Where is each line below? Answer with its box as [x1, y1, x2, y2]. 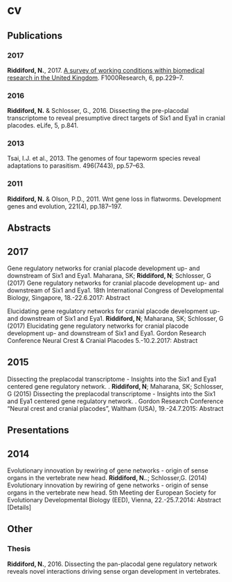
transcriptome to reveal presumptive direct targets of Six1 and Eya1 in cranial [7, 114, 226, 123]
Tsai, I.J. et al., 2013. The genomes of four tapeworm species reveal [7, 155, 201, 163]
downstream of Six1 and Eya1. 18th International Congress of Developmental [7, 286, 224, 294]
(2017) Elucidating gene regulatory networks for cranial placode [7, 321, 189, 330]
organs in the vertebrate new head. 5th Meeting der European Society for [7, 488, 217, 497]
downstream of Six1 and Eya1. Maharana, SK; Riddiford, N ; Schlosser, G [7, 271, 211, 279]
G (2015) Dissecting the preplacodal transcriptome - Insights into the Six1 [7, 389, 216, 398]
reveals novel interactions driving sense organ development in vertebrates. [7, 567, 221, 575]
